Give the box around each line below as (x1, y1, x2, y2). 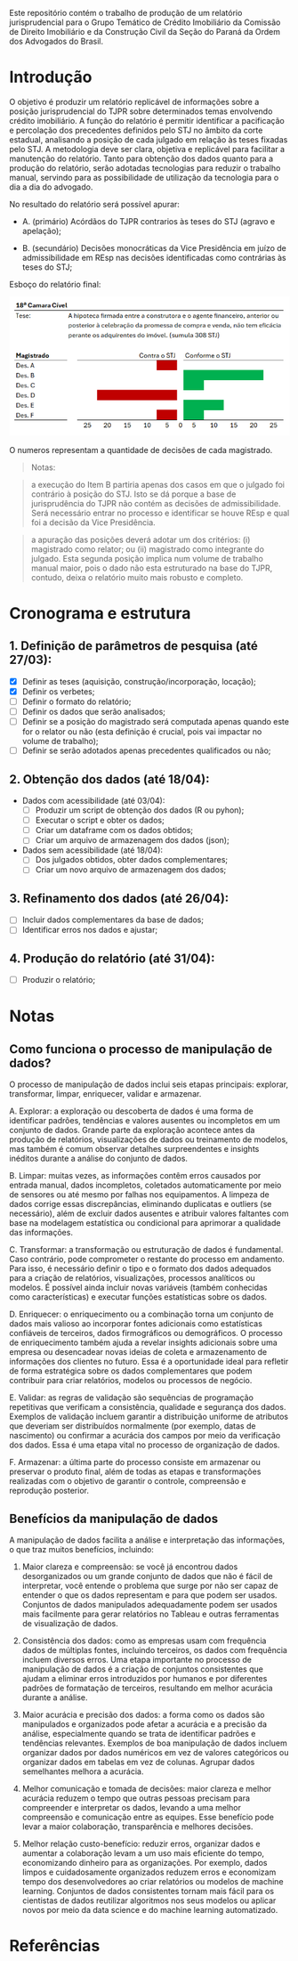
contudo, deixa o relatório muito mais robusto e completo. (30, 571, 244, 582)
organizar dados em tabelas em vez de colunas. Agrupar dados (21, 1757, 255, 1768)
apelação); (21, 225, 62, 236)
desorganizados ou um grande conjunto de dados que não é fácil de (21, 1571, 273, 1582)
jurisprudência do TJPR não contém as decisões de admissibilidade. (30, 498, 281, 508)
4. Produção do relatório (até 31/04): (9, 951, 215, 966)
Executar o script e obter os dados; (35, 814, 165, 826)
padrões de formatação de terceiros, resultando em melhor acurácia (21, 1682, 273, 1694)
